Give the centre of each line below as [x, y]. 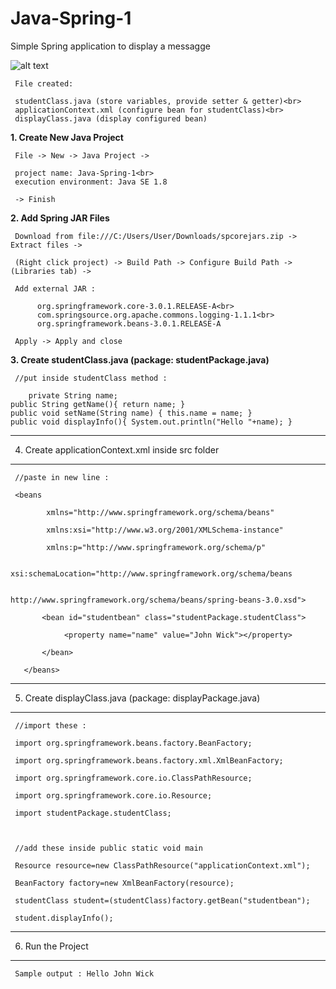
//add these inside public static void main [108, 848]
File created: [44, 83]
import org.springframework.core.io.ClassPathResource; [133, 778]
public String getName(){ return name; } [98, 404]
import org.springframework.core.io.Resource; [113, 795]
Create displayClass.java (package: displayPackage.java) [142, 698]
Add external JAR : [55, 288]
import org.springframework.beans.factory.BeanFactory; [133, 743]
